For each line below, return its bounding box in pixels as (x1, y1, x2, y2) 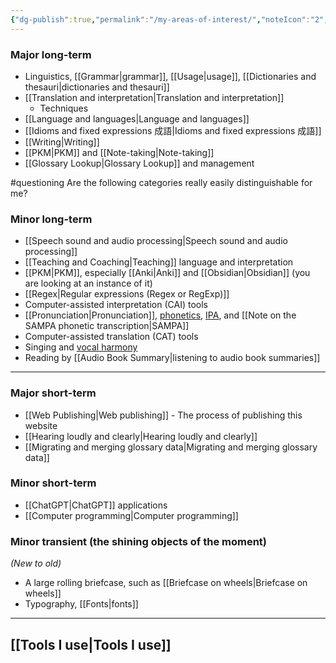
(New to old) (10, 557, 62, 570)
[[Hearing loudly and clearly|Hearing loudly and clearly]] (24, 430, 258, 442)
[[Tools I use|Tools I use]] (10, 636, 172, 653)
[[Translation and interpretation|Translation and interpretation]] (24, 91, 285, 103)
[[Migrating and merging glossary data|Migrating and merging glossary (24, 441, 318, 453)
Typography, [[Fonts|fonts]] (24, 598, 139, 610)
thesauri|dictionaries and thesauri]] (24, 81, 170, 93)
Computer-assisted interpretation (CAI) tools (24, 299, 208, 311)
